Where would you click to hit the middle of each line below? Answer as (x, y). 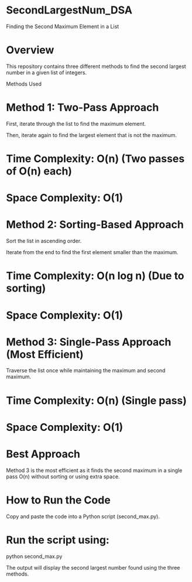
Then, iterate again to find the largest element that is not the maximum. (92, 135)
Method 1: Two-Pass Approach (83, 107)
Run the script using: (58, 540)
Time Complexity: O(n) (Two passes (95, 159)
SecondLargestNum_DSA (69, 10)
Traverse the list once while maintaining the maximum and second (86, 371)
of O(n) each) (39, 171)
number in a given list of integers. (47, 72)
